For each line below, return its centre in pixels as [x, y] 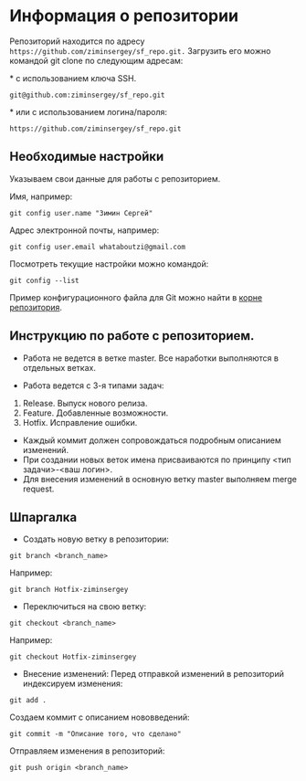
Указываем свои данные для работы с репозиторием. [115, 178]
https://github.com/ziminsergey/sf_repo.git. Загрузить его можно [140, 50]
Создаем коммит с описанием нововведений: [100, 717]
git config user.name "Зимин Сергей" [81, 213]
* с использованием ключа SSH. [73, 78]
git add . [28, 701]
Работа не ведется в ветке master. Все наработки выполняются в [150, 358]
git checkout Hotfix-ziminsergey [73, 657]
